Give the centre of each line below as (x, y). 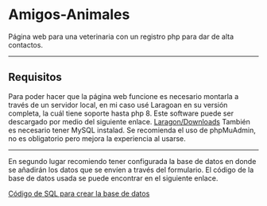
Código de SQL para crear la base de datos (79, 193)
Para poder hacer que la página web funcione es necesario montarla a (124, 96)
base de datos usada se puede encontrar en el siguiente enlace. (113, 178)
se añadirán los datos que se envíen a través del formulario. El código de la (131, 170)
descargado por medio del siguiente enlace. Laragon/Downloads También (129, 121)
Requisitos (35, 77)
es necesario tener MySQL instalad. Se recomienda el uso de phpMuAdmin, (132, 130)
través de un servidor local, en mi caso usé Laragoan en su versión (118, 105)
